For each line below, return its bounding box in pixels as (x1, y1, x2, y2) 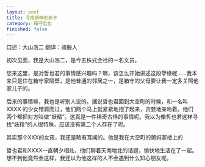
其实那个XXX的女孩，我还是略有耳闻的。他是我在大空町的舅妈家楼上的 (6, 134, 183, 141)
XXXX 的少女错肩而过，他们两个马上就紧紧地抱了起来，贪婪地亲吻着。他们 (6, 105, 194, 113)
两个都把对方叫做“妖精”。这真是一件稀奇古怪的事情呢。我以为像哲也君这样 (6, 113, 193, 121)
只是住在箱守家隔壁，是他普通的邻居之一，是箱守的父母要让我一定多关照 (11, 77, 193, 84)
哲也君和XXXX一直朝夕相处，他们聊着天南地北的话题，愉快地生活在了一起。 (6, 147, 198, 154)
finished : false (6, 26, 48, 32)
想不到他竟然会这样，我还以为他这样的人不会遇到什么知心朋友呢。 (6, 154, 172, 162)
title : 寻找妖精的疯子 (6, 15, 58, 21)
